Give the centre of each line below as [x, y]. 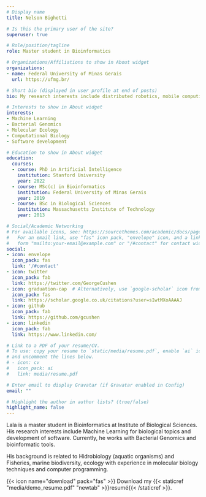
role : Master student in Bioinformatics [59, 51]
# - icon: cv [23, 363]
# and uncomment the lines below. [51, 357]
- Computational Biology [38, 135]
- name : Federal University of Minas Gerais [64, 74]
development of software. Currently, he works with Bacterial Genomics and [101, 438]
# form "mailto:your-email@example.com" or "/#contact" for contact [98, 243]
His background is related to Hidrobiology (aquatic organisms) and [90, 457]
